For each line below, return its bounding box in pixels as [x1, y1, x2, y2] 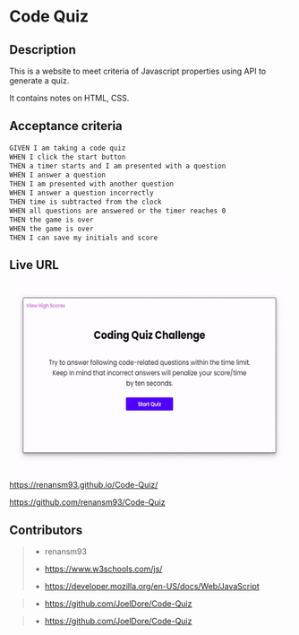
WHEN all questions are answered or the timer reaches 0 [9, 206, 226, 215]
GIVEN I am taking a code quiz [9, 144, 126, 152]
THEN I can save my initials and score [9, 233, 158, 242]
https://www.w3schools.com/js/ [44, 563, 163, 575]
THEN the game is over [9, 215, 94, 224]
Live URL [9, 257, 60, 273]
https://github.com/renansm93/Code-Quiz [9, 496, 166, 508]
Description [9, 42, 76, 57]
